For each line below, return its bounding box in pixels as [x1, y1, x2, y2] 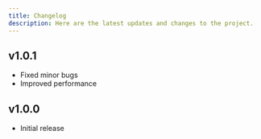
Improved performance [19, 79, 97, 88]
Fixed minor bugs [19, 70, 78, 80]
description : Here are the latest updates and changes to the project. [8, 19, 254, 27]
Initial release [19, 124, 64, 133]
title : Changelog [8, 11, 67, 20]
